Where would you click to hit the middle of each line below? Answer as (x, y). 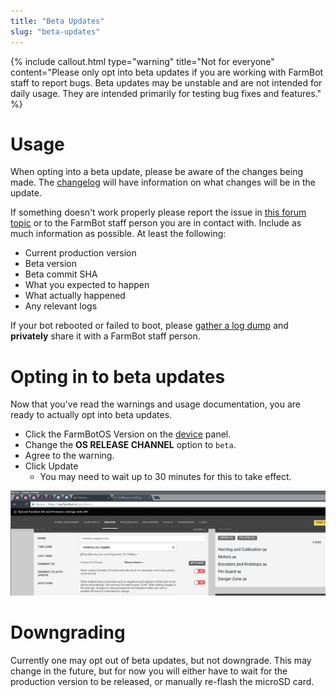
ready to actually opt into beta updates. (91, 415)
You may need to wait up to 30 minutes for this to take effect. (165, 477)
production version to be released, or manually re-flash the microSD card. (162, 682)
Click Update (51, 466)
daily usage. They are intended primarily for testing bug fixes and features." (166, 93)
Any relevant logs (61, 306)
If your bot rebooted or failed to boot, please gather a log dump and (149, 326)
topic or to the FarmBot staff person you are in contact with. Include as (156, 223)
